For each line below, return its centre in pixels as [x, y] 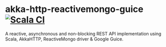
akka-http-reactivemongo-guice [74, 9]
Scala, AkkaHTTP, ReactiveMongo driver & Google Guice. [64, 39]
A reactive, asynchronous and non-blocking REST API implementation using [83, 33]
